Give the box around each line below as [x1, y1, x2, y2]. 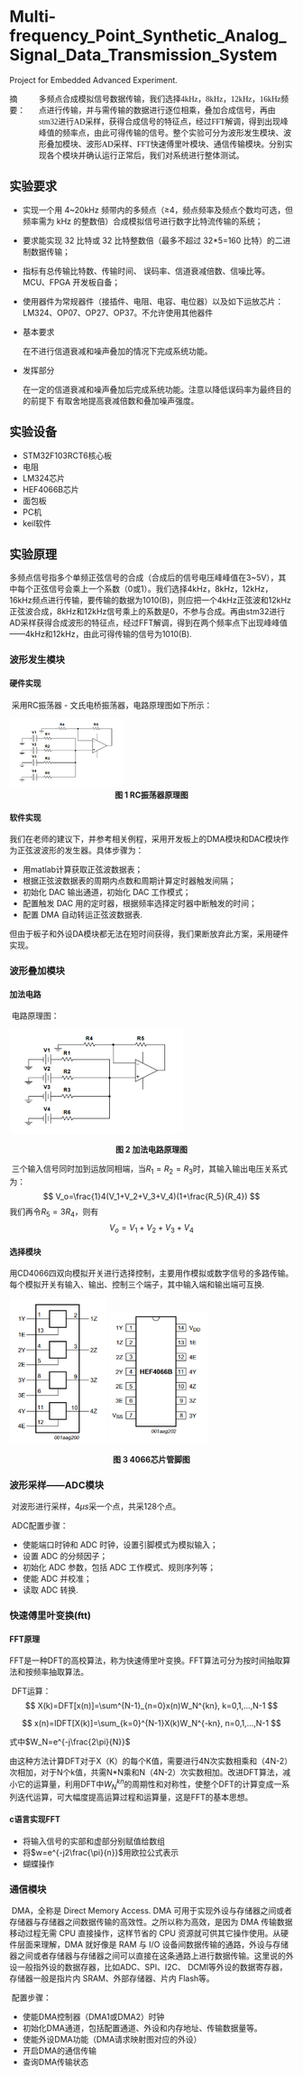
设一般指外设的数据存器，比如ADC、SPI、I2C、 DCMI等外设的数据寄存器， [9, 1962, 288, 1973]
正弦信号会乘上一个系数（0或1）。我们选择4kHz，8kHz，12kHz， [32, 584, 273, 594]
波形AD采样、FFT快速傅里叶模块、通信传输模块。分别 [85, 139, 286, 149]
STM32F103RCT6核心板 [22, 450, 113, 461]
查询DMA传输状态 [22, 2057, 89, 2068]
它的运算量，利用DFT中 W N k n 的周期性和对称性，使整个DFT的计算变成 [16, 1777, 274, 1791]
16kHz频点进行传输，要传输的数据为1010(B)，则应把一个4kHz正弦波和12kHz [9, 594, 291, 606]
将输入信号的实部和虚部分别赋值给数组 [22, 1836, 165, 1847]
